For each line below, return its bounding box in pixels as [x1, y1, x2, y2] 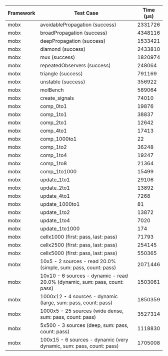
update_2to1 [39, 184, 70, 191]
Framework [7, 10, 35, 17]
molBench [39, 86, 64, 93]
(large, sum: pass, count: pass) [39, 299, 112, 306]
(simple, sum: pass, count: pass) [39, 264, 116, 271]
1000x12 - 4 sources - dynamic [39, 293, 118, 300]
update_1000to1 [39, 201, 80, 207]
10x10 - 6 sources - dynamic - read [39, 272, 128, 279]
